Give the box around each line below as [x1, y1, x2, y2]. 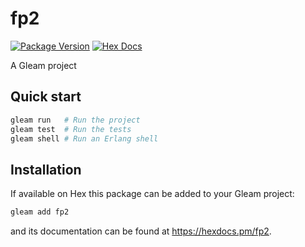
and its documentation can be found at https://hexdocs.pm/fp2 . [10, 225, 272, 237]
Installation [10, 161, 82, 178]
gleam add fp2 [10, 207, 70, 217]
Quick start [10, 88, 82, 106]
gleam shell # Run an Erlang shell [10, 133, 159, 144]
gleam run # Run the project [10, 115, 141, 125]
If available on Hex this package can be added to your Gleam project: [10, 188, 295, 200]
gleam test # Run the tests [10, 124, 132, 134]
